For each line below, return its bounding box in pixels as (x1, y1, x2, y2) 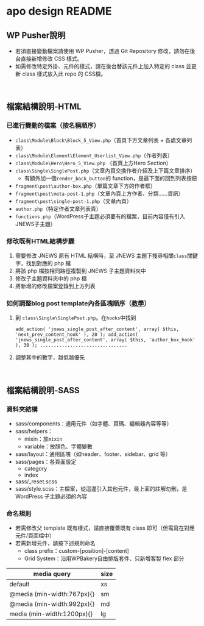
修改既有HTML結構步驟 (6, 237, 75, 245)
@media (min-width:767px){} (9, 590, 95, 599)
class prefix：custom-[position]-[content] (24, 547, 129, 555)
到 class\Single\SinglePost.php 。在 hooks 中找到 (15, 314, 136, 321)
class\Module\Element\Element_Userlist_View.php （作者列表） (15, 151, 174, 159)
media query (33, 570, 71, 578)
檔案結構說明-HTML (6, 102, 82, 112)
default (9, 580, 30, 589)
